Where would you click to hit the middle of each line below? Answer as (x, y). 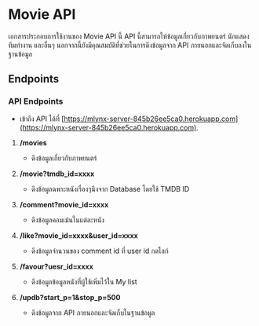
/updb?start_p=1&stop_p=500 (70, 297)
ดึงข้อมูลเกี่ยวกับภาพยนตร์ (64, 158)
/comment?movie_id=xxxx (64, 204)
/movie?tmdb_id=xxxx (57, 174)
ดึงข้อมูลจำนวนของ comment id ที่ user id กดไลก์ (100, 251)
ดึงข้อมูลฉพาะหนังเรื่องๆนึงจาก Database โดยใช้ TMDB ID (110, 189)
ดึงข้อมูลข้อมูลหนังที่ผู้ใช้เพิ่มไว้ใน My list (84, 281)
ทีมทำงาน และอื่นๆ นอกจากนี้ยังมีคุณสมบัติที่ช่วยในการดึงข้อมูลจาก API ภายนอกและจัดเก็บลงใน (130, 45)
